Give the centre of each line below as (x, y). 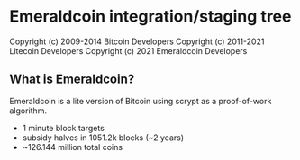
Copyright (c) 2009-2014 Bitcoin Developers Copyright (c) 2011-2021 (137, 41)
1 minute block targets (64, 128)
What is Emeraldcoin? (72, 80)
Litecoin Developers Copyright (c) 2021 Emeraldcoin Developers (128, 50)
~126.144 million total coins (73, 147)
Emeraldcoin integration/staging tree (150, 17)
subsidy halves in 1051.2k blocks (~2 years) (103, 138)
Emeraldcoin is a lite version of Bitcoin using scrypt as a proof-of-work (141, 101)
